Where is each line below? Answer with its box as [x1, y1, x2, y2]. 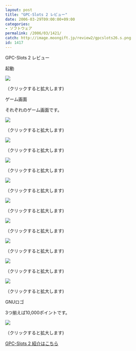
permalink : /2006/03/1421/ [5, 31, 62, 36]
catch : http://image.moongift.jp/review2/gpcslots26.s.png [5, 36, 131, 41]
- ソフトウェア [5, 26, 33, 31]
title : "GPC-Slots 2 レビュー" [5, 12, 68, 17]
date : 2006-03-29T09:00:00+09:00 [5, 17, 75, 22]
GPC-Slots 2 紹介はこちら [5, 340, 59, 346]
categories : [5, 21, 30, 27]
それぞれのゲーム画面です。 [5, 107, 62, 113]
